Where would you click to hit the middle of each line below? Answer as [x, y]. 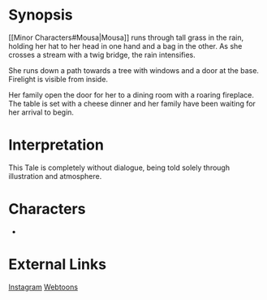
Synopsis [41, 15]
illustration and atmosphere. [55, 176]
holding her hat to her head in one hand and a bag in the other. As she [125, 46]
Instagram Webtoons [43, 287]
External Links [58, 264]
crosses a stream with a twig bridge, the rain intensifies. [102, 54]
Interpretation [56, 145]
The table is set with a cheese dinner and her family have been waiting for [132, 103]
